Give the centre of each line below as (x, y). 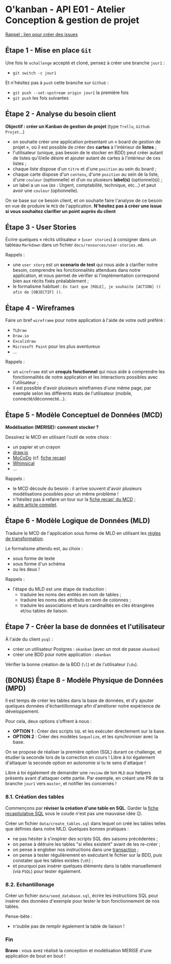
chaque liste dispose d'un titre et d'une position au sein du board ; (84, 169)
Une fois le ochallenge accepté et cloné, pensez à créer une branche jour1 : (85, 63)
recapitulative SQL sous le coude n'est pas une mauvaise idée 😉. (74, 813)
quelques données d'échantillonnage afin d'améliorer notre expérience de (83, 706)
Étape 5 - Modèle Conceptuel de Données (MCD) (84, 415)
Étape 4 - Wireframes (40, 308)
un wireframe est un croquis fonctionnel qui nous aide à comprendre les (89, 372)
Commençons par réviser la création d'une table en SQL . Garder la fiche (82, 808)
